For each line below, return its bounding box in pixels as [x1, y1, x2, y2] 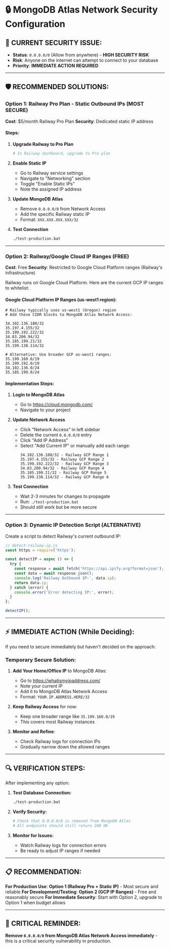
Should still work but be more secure [20, 504, 97, 510]
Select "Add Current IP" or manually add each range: [20, 443, 131, 449]
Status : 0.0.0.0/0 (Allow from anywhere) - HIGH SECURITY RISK [12, 52, 149, 58]
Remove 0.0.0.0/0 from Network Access [20, 206, 106, 212]
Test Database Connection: [12, 789, 72, 795]
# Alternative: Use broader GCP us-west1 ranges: [5, 352, 112, 357]
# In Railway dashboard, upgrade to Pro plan [12, 150, 110, 156]
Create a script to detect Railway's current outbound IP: [5, 533, 121, 539]
